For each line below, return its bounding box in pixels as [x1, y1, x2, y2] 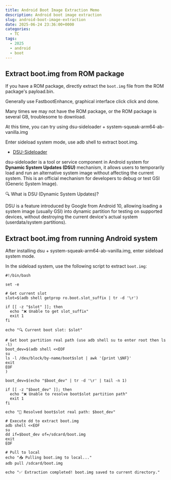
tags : [5, 36, 17, 42]
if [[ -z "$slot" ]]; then [5, 305, 63, 310]
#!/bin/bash [5, 273, 31, 278]
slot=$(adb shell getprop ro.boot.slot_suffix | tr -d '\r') [5, 295, 139, 301]
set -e [5, 282, 19, 287]
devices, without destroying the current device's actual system [5, 214, 138, 220]
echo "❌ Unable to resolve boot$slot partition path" [10, 392, 128, 397]
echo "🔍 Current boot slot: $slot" [5, 328, 83, 333]
